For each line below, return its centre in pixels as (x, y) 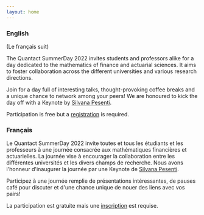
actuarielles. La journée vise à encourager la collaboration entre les (91, 157)
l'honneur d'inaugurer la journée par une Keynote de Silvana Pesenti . (93, 169)
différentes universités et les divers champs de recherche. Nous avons (95, 163)
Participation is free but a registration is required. (68, 114)
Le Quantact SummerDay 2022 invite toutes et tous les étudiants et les (95, 143)
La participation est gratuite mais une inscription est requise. (82, 206)
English (18, 33)
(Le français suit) (28, 46)
